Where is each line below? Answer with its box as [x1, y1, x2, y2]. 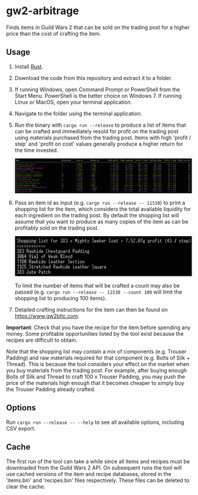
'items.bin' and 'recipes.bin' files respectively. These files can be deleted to [6, 477, 190, 484]
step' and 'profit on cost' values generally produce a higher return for [14, 140, 183, 147]
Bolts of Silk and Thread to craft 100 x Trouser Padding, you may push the [6, 373, 186, 380]
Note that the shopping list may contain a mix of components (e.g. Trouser [6, 348, 187, 355]
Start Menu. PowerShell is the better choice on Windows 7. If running [14, 92, 182, 99]
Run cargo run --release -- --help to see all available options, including [6, 419, 184, 426]
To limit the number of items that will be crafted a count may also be [14, 282, 180, 290]
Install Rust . [14, 63, 43, 70]
